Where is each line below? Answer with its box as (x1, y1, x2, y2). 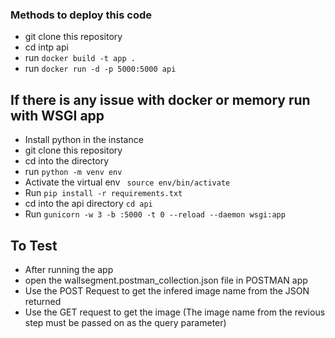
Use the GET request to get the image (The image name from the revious (24, 306, 326, 318)
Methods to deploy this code (10, 8, 152, 22)
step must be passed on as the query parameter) (24, 316, 227, 328)
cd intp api (24, 41, 69, 53)
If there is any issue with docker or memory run (10, 91, 311, 108)
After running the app (24, 263, 114, 275)
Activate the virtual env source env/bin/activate (24, 176, 231, 188)
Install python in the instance (24, 134, 144, 146)
